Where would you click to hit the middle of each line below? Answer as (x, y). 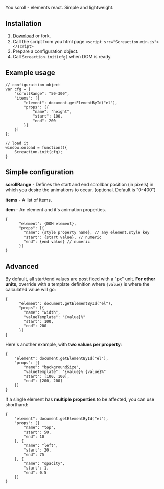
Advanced (22, 266)
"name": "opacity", (44, 464)
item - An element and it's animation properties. (56, 210)
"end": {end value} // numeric (57, 242)
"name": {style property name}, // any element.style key (87, 233)
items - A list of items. (29, 200)
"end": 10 (34, 437)
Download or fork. (32, 36)
